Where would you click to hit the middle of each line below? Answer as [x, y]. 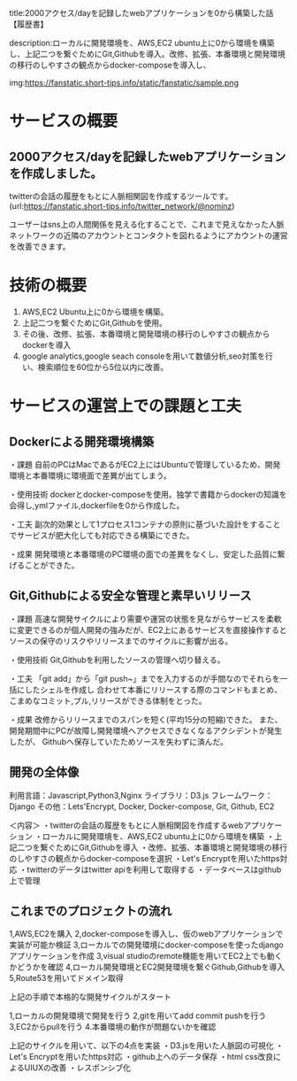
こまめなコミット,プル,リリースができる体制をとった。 [108, 700]
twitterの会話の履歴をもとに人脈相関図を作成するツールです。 [121, 196]
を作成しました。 [56, 173]
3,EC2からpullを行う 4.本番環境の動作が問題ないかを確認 [113, 1027]
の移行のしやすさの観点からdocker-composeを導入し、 [110, 65]
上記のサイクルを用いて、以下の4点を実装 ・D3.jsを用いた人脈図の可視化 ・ [147, 1046]
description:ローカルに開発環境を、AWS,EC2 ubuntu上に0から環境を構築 [142, 43]
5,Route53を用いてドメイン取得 [66, 978]
